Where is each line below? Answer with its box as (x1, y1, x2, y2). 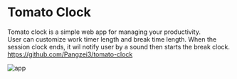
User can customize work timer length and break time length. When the (7, 35, 217, 43)
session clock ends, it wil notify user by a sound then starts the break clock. (7, 42, 230, 51)
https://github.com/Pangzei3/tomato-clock (7, 50, 133, 59)
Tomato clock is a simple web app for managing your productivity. (7, 28, 201, 36)
